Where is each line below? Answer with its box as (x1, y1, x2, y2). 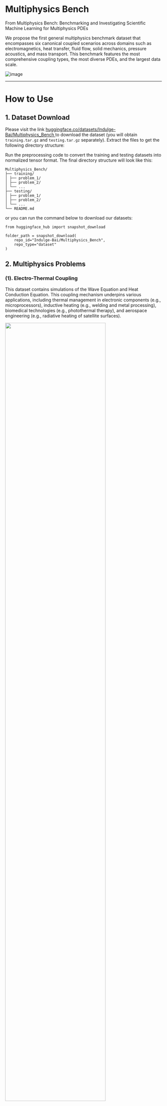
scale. (5, 61, 17, 67)
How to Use (5, 93, 54, 105)
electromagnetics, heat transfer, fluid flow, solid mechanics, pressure (5, 45, 147, 51)
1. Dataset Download (5, 113, 70, 122)
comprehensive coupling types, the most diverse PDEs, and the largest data (5, 56, 161, 62)
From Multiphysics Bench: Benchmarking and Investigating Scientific (5, 20, 146, 26)
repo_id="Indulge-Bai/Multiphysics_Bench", (14, 237, 106, 242)
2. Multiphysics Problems (5, 260, 86, 268)
